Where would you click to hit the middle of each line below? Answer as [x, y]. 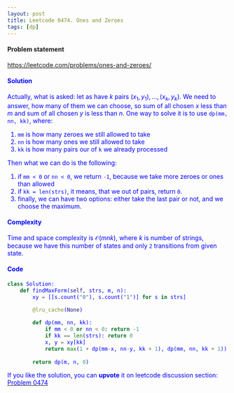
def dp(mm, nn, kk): [62, 323]
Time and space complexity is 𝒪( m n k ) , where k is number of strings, [106, 238]
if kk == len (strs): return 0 [89, 336]
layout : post [26, 14]
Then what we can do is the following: [62, 163]
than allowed [36, 184]
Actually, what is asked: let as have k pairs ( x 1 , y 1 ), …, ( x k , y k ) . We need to [112, 97]
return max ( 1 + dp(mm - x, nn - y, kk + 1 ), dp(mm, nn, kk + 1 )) [136, 349]
